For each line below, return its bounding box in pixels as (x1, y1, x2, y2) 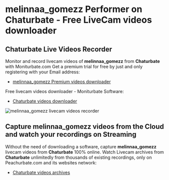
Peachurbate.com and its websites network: (5, 159, 97, 165)
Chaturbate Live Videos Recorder (5, 45, 112, 53)
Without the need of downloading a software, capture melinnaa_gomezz (5, 143, 157, 149)
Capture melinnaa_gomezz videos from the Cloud (5, 122, 164, 131)
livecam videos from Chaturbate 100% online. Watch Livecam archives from (5, 149, 164, 155)
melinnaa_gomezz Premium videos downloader (12, 79, 111, 84)
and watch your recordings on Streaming (5, 130, 137, 139)
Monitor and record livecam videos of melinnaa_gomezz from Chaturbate (5, 58, 160, 64)
